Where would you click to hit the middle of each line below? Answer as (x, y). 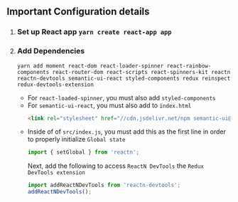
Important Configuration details (78, 12)
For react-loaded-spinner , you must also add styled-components (121, 97)
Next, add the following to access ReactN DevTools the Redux (115, 166)
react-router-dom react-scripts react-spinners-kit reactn (141, 72)
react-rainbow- (189, 66)
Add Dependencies (51, 51)
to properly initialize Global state (76, 139)
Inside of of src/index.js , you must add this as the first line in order (127, 132)
